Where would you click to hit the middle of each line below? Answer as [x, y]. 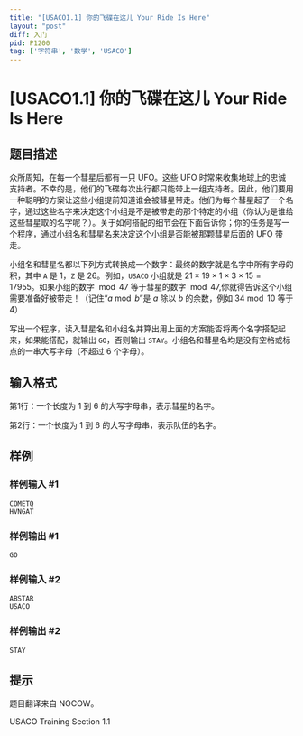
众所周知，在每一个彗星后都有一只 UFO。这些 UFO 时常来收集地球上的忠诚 [148, 178]
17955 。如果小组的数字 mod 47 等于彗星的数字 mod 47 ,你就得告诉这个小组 [151, 287]
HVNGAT [22, 511]
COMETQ [22, 503]
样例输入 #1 [34, 484]
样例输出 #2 [35, 631]
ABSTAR [22, 599]
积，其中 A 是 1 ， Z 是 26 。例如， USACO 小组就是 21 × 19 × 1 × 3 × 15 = [135, 275]
